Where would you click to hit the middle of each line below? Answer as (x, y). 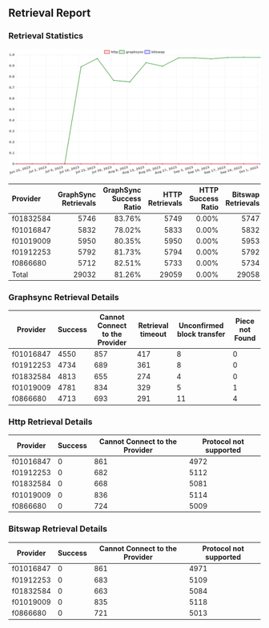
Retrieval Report (50, 13)
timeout (153, 334)
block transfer (201, 334)
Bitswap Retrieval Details (58, 529)
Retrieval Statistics (46, 36)
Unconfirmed (201, 325)
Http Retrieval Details (50, 422)
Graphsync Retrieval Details (64, 298)
